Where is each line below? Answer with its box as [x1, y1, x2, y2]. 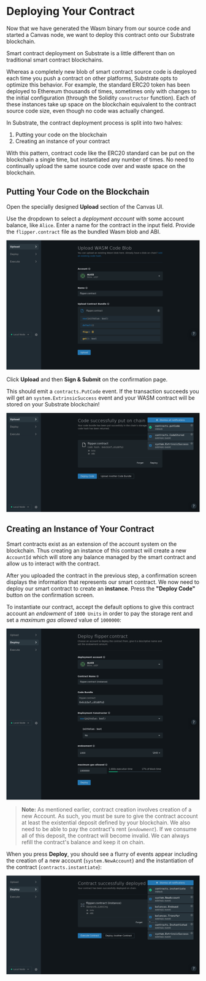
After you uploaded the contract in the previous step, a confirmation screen [6, 572, 197, 579]
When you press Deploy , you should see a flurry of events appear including [6, 850, 198, 858]
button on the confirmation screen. [6, 591, 94, 599]
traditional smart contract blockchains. [6, 56, 104, 63]
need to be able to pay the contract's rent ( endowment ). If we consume [21, 826, 197, 833]
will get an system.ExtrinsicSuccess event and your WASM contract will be [6, 394, 195, 401]
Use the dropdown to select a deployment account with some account [6, 215, 185, 222]
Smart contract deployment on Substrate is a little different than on [6, 49, 175, 56]
